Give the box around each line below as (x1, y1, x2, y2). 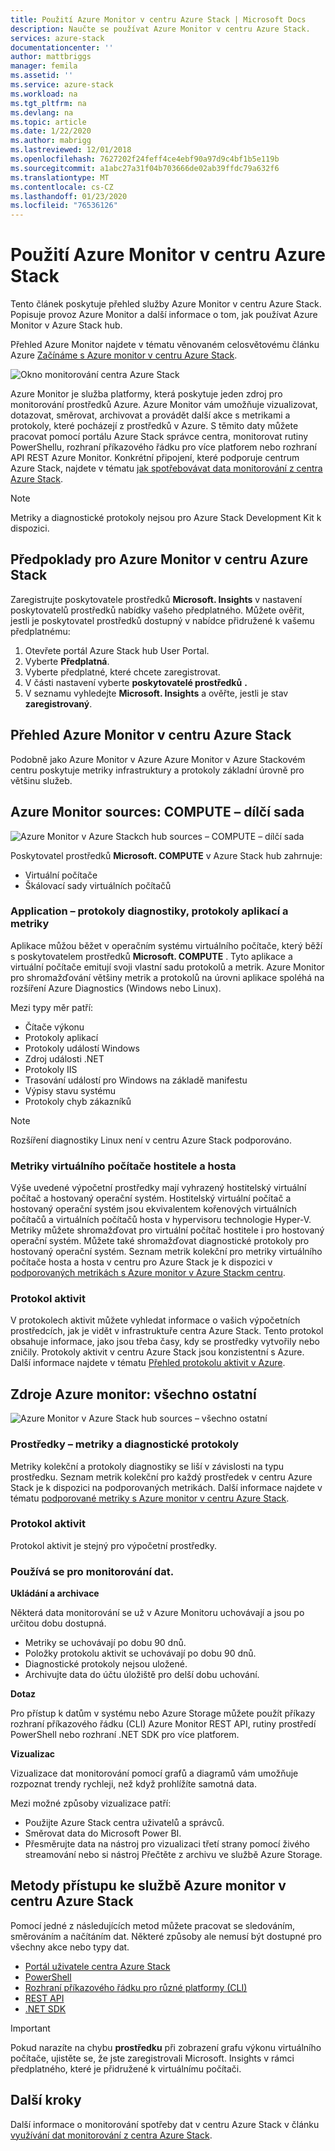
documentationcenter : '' (10, 42, 114, 53)
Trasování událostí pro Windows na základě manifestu (24, 1074, 248, 1086)
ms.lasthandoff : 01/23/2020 (10, 191, 128, 201)
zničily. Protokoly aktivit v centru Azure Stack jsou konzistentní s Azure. (10, 1346, 305, 1358)
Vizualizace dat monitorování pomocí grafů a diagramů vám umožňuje (10, 1767, 299, 1780)
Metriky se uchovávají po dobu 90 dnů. (24, 1637, 187, 1649)
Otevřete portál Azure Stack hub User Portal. (24, 644, 210, 656)
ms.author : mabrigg (10, 136, 92, 146)
